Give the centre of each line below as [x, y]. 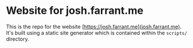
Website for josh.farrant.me [75, 11]
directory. [17, 39]
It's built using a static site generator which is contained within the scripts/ [97, 32]
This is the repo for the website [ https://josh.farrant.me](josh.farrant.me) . [94, 27]
